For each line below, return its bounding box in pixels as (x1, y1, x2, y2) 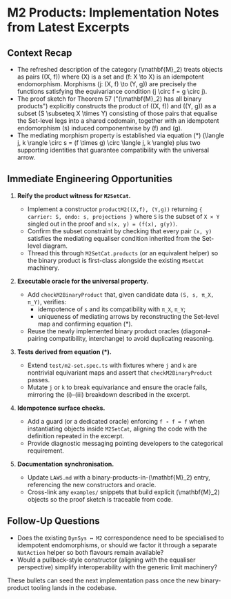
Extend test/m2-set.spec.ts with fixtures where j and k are (27, 361, 197, 369)
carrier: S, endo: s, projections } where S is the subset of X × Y (27, 212, 220, 220)
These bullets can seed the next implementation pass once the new (7, 576, 199, 585)
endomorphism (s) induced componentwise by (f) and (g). (17, 124, 183, 132)
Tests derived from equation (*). (17, 347, 112, 356)
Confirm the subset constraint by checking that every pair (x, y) (27, 226, 212, 235)
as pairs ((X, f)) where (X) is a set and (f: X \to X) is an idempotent (17, 72, 205, 81)
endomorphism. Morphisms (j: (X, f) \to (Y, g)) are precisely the (17, 80, 197, 88)
